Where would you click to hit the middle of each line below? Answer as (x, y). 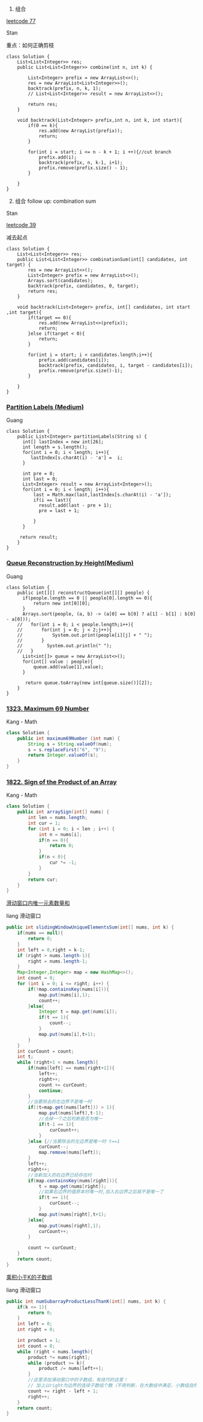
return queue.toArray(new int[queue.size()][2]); (89, 683)
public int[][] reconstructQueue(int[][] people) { (83, 593)
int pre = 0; (39, 474)
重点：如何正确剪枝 (30, 45)
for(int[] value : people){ (58, 662)
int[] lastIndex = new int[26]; (63, 442)
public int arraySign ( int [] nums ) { (63, 812)
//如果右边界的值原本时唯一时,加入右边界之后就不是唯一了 (101, 1192)
